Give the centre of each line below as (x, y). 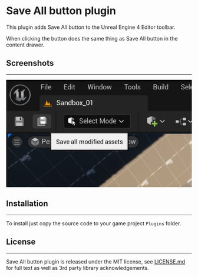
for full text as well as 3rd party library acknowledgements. (77, 268)
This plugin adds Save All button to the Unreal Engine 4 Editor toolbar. (91, 27)
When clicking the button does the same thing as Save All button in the (92, 38)
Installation (27, 204)
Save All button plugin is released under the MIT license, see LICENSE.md (96, 261)
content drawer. (25, 45)
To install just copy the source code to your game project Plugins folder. (94, 223)
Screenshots (30, 63)
